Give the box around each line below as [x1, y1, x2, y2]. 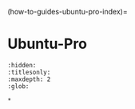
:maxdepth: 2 [7, 75, 51, 83]
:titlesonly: [7, 68, 51, 76]
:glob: [7, 82, 30, 91]
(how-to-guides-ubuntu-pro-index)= [7, 7, 129, 16]
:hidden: [7, 61, 37, 69]
